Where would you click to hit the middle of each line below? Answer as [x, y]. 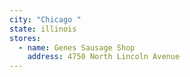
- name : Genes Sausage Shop [77, 47]
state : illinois [43, 29]
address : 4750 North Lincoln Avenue [104, 57]
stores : [25, 38]
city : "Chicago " [45, 19]
